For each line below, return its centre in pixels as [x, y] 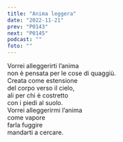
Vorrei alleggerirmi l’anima [45, 110]
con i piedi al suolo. [35, 103]
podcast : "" [24, 40]
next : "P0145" [28, 33]
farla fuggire [25, 125]
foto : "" [20, 46]
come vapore [26, 118]
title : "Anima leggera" [42, 14]
